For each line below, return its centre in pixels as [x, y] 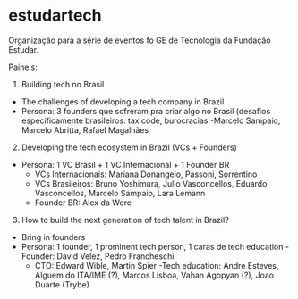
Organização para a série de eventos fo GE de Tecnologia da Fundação [140, 40]
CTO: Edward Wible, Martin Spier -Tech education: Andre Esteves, [157, 265]
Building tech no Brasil [63, 84]
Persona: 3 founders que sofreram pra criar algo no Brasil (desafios [146, 111]
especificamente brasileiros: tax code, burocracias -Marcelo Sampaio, [151, 120]
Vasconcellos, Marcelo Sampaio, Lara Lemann [120, 193]
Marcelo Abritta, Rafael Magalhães [85, 129]
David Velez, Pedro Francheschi [115, 256]
